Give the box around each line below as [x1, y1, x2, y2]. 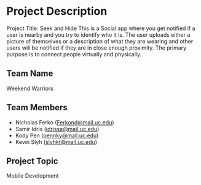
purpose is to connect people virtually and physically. [6, 50, 142, 58]
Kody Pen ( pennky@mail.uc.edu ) [15, 132, 99, 139]
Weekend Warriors [6, 85, 54, 92]
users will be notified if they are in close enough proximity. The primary [6, 44, 187, 51]
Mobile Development [6, 172, 59, 179]
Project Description [6, 4, 108, 18]
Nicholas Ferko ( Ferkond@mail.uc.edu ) [15, 118, 115, 126]
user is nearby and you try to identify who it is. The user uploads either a [6, 31, 191, 38]
